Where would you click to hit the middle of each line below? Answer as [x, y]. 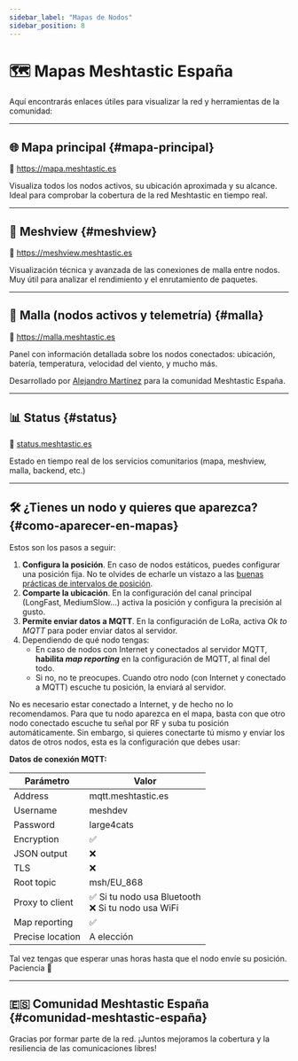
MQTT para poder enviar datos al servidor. [100, 630]
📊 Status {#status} [63, 418]
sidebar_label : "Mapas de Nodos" [71, 17]
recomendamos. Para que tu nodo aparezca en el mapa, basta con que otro [147, 714]
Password [35, 824]
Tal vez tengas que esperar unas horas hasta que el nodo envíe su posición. [148, 958]
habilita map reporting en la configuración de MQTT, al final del [153, 659]
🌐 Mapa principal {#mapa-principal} [112, 147]
